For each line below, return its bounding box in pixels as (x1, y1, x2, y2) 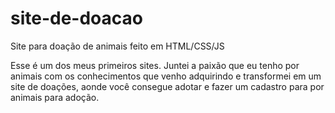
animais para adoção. (10, 91, 100, 103)
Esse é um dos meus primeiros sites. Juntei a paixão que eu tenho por (10, 59, 300, 71)
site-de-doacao (10, 7, 143, 30)
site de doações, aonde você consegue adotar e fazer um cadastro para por (10, 80, 325, 92)
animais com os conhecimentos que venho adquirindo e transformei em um (10, 70, 322, 82)
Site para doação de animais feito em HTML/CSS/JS (10, 40, 225, 52)
